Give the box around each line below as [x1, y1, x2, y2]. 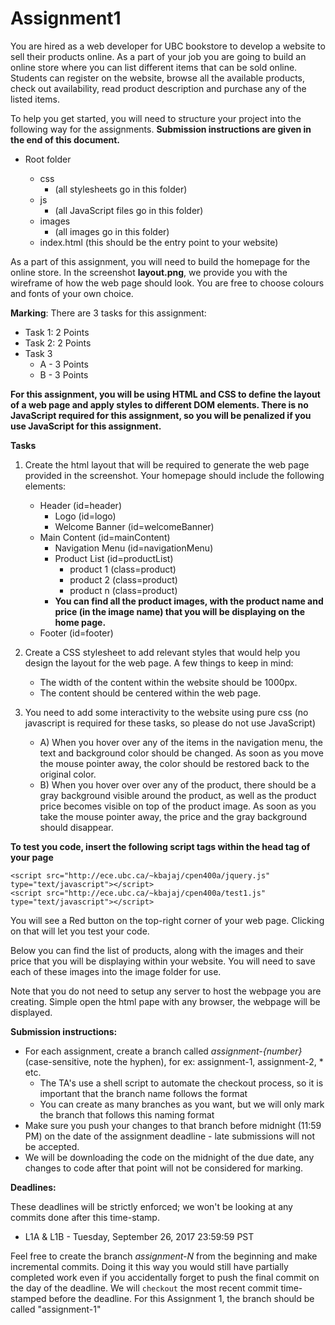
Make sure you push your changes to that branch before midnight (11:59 [24, 1119, 322, 1131]
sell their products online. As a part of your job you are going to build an [10, 50, 307, 62]
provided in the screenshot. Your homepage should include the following [24, 469, 325, 481]
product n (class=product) [69, 584, 178, 596]
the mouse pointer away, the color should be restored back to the [39, 757, 310, 769]
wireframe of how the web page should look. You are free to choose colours [10, 277, 325, 289]
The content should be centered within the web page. [39, 687, 262, 699]
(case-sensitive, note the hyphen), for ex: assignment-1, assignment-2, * [24, 1055, 324, 1067]
